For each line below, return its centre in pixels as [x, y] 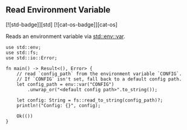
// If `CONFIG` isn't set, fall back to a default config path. [99, 79]
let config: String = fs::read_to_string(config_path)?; [90, 100]
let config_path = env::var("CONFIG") [65, 84]
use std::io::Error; [32, 58]
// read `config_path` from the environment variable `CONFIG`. [99, 74]
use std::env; [24, 47]
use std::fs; [22, 53]
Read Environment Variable [58, 10]
